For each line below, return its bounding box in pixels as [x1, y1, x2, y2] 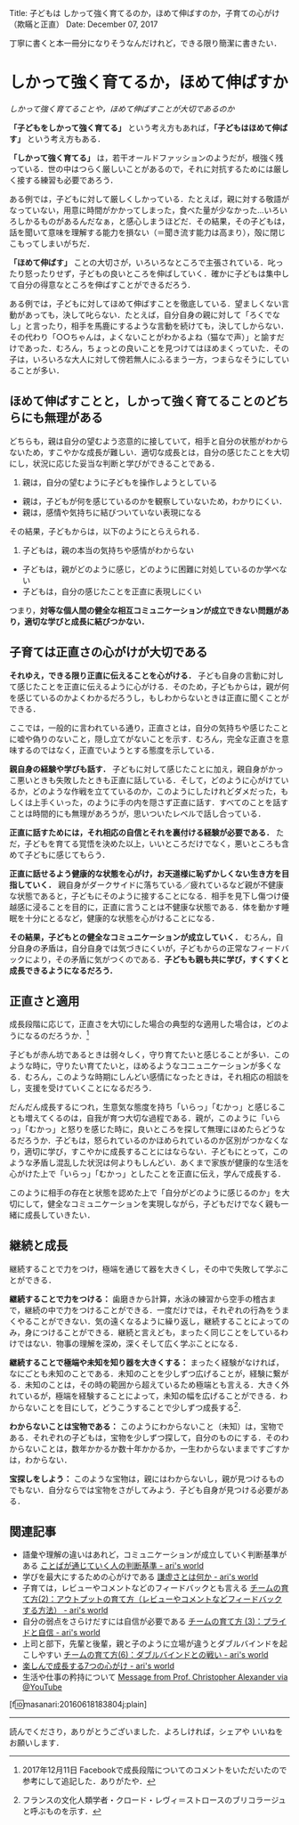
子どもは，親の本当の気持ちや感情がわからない [21, 544, 194, 555]
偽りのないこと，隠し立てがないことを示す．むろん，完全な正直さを [32, 733, 282, 744]
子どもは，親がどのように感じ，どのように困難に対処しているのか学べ [21, 564, 280, 574]
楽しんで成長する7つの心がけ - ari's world [21, 1660, 175, 1672]
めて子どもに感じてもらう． [9, 849, 110, 860]
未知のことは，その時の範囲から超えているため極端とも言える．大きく [24, 1379, 282, 1389]
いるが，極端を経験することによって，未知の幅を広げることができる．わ [24, 1390, 288, 1401]
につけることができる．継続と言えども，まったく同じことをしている [32, 1326, 281, 1338]
